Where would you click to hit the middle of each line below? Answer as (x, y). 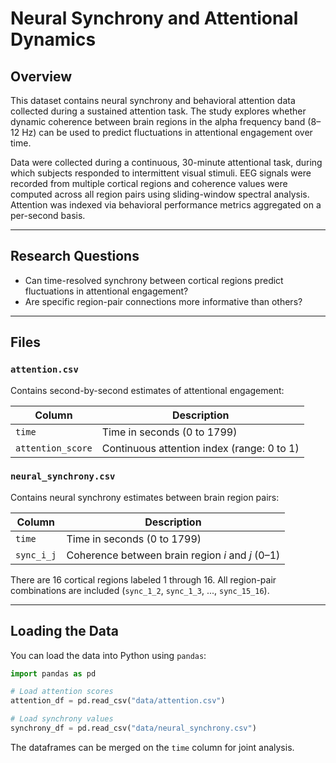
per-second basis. (48, 215)
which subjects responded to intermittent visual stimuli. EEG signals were (161, 173)
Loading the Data (65, 631)
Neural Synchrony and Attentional (154, 18)
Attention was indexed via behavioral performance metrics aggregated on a (166, 205)
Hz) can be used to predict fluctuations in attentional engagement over (167, 132)
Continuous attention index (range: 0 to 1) (200, 448)
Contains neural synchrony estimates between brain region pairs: (145, 497)
